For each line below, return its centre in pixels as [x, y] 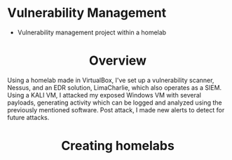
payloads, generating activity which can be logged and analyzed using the [115, 102]
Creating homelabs [118, 146]
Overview [118, 61]
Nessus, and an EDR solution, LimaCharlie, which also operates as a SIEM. [115, 87]
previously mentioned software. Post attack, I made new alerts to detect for [116, 109]
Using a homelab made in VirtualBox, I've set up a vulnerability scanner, [111, 80]
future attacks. [28, 117]
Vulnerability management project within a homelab [92, 32]
